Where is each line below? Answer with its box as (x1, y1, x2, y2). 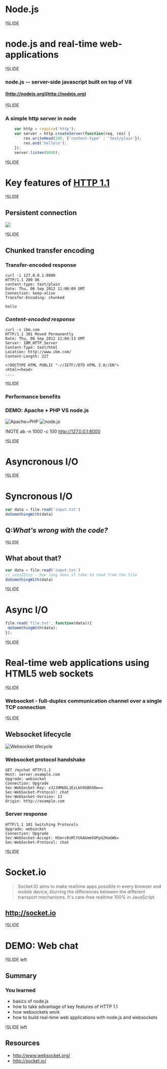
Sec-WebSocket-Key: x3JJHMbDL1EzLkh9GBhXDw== (5, 785, 103, 790)
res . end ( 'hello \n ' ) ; (23, 141, 67, 146)
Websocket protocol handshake (5, 756, 86, 763)
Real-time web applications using (5, 657, 150, 669)
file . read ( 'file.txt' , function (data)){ (5, 621, 92, 626)
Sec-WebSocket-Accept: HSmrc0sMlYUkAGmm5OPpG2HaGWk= (5, 835, 119, 841)
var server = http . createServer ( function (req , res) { (14, 131, 130, 137)
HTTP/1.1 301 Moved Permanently (5, 331, 74, 337)
